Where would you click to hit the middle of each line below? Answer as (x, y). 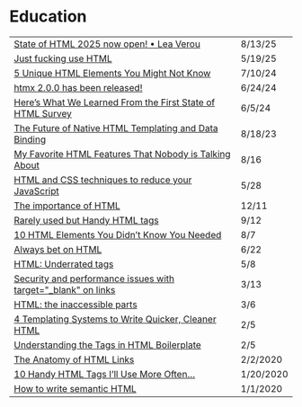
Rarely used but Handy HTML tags (86, 220)
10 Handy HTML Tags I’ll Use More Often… (105, 374)
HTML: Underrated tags (64, 264)
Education (48, 17)
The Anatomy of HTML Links (74, 359)
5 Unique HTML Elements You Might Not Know (112, 73)
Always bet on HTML (58, 249)
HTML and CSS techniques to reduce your (103, 180)
